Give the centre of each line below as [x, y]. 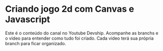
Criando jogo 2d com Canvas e [70, 9]
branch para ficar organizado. [36, 43]
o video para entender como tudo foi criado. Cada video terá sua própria [80, 38]
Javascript [28, 19]
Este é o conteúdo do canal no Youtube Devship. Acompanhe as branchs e [82, 33]
